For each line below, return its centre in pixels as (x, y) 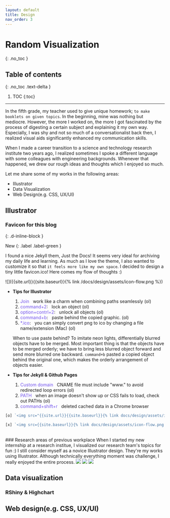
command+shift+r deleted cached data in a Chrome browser (84, 406)
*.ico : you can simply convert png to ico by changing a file (82, 323)
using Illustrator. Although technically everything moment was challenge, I (82, 456)
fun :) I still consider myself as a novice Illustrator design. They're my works (84, 451)
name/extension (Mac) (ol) (48, 328)
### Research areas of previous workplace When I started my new (75, 440)
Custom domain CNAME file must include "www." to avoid (82, 385)
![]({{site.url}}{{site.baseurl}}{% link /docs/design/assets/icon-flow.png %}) (84, 282)
